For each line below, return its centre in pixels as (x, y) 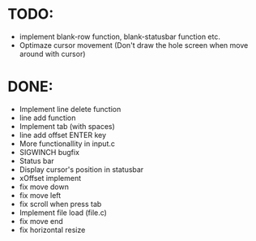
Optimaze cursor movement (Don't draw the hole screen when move (134, 45)
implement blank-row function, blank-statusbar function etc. (119, 37)
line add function (47, 118)
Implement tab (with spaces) (67, 126)
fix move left (40, 195)
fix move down (44, 187)
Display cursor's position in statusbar (81, 169)
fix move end (41, 221)
